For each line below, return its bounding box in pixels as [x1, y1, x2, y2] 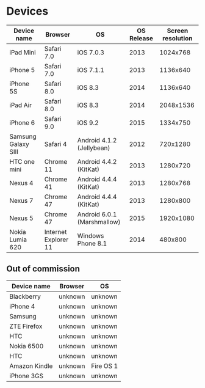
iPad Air [9, 101, 32, 109]
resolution [162, 34, 193, 42]
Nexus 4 [9, 178, 34, 187]
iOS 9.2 [77, 118, 99, 126]
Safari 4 [44, 139, 67, 148]
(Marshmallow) [77, 218, 121, 226]
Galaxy [9, 139, 29, 148]
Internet [44, 227, 67, 236]
